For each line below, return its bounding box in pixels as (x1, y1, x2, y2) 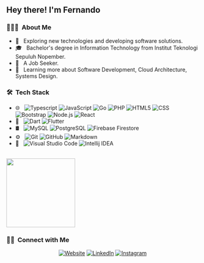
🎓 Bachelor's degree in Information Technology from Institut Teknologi (15, 44, 199, 51)
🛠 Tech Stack (6, 88, 50, 97)
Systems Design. (15, 72, 58, 80)
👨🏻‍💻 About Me (6, 23, 52, 32)
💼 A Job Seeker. (15, 59, 59, 67)
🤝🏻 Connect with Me (6, 235, 70, 244)
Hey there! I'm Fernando (6, 5, 101, 15)
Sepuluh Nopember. (15, 53, 66, 60)
